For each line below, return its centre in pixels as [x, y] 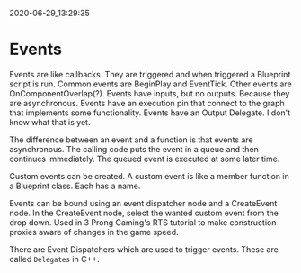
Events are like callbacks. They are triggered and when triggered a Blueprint [150, 74]
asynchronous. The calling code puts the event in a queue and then [134, 149]
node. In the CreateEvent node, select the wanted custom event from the [144, 213]
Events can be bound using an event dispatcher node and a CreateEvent [143, 203]
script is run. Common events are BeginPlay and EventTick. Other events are [150, 84]
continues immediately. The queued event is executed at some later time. [145, 159]
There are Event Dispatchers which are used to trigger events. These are [144, 249]
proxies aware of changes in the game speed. [94, 232]
